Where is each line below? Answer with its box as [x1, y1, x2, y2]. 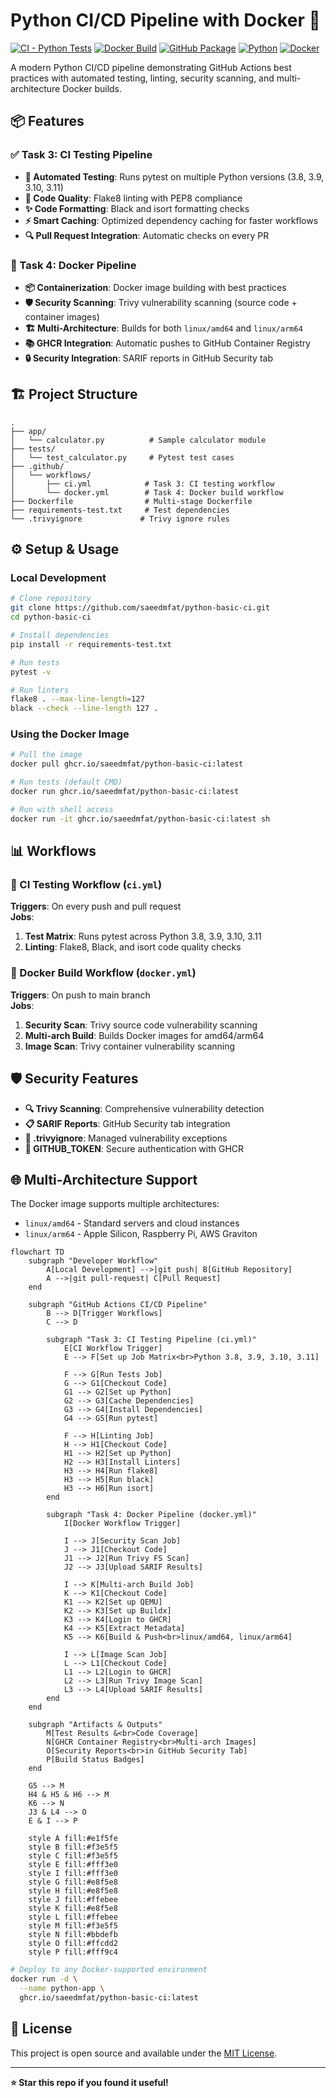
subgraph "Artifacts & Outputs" [28, 1720, 163, 1730]
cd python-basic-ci [10, 612, 92, 623]
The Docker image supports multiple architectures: [10, 1198, 220, 1210]
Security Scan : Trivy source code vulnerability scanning [24, 1019, 258, 1031]
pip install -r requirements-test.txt [10, 639, 172, 649]
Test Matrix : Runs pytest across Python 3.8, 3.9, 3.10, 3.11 [24, 930, 262, 943]
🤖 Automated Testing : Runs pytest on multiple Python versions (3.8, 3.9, [24, 170, 325, 183]
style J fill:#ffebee [28, 1895, 118, 1905]
